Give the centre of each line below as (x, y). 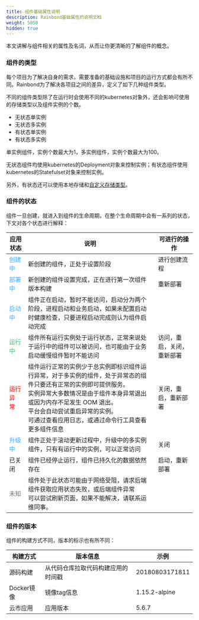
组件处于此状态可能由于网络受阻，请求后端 (87, 480)
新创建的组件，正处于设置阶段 (69, 264)
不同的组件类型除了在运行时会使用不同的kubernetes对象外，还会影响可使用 (98, 97)
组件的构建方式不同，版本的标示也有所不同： (61, 540)
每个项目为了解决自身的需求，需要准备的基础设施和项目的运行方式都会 (92, 77)
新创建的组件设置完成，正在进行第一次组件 (87, 279)
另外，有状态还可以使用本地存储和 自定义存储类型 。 (68, 184)
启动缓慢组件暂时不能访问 (63, 355)
